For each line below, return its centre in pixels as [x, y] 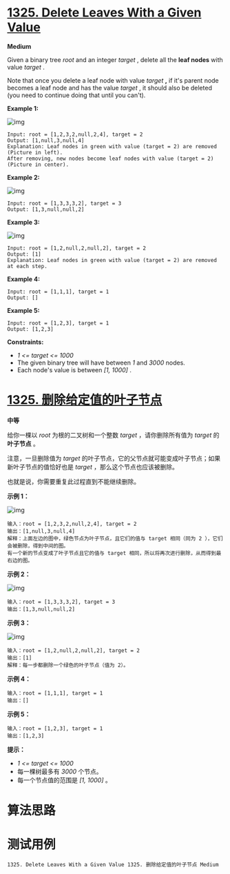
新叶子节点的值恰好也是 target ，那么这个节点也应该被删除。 [93, 467]
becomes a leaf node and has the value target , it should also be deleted [109, 88]
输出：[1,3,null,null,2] [41, 609]
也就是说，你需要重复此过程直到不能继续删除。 [73, 481]
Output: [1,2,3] [30, 329]
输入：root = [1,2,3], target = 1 [55, 729]
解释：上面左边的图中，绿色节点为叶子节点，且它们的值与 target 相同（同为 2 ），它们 [115, 538]
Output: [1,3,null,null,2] [46, 209]
